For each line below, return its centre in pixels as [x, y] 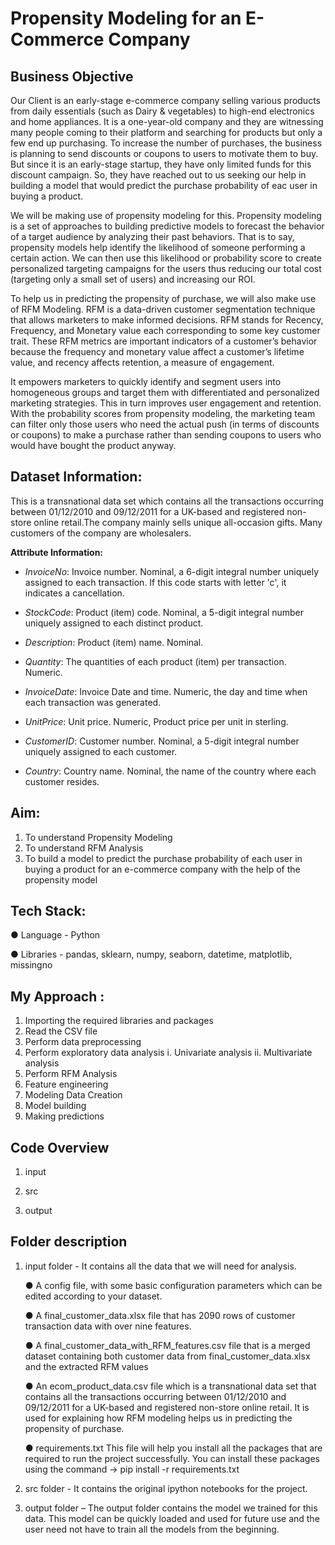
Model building [55, 1106]
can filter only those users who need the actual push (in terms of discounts [165, 424]
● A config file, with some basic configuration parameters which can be [173, 1285]
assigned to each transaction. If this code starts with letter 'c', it [155, 582]
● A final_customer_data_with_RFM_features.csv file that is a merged [167, 1345]
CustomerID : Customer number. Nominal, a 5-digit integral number [162, 741]
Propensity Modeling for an [126, 18]
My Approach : [57, 996]
